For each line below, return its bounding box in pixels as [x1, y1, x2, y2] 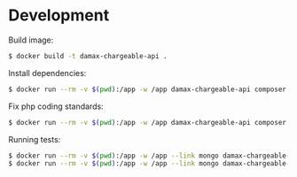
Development [8, 5, 110, 26]
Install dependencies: [8, 67, 87, 78]
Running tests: [8, 134, 61, 144]
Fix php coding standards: [8, 101, 104, 112]
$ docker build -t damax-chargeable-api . [8, 51, 168, 60]
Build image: [8, 35, 54, 45]
